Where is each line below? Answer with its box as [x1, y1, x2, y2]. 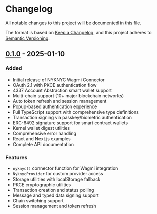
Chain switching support [12, 197, 64, 203]
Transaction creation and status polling [12, 187, 94, 193]
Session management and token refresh [12, 203, 96, 209]
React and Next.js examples [12, 135, 71, 142]
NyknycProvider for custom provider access [12, 170, 103, 176]
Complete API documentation [12, 141, 74, 147]
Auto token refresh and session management [12, 98, 107, 104]
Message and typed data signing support [12, 192, 99, 198]
